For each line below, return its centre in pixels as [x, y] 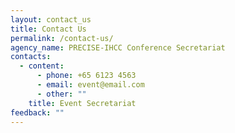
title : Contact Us [48, 29]
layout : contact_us [51, 19]
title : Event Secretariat [82, 103]
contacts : [31, 57]
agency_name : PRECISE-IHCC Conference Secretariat [118, 47]
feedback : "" [37, 112]
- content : [42, 66]
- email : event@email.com [90, 85]
